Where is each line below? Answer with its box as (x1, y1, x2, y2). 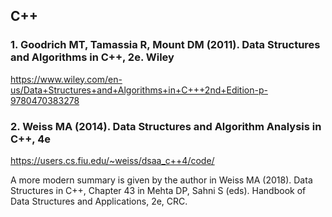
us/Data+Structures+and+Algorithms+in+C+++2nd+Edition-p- (10, 84, 268, 96)
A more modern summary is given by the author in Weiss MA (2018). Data (10, 174, 313, 186)
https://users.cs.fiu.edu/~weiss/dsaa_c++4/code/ (10, 154, 215, 166)
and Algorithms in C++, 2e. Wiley (10, 50, 175, 64)
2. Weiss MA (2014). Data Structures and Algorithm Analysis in (10, 119, 322, 133)
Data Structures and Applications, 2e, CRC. (10, 195, 188, 207)
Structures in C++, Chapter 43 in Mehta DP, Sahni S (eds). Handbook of (10, 184, 307, 196)
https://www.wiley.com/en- (10, 73, 123, 85)
